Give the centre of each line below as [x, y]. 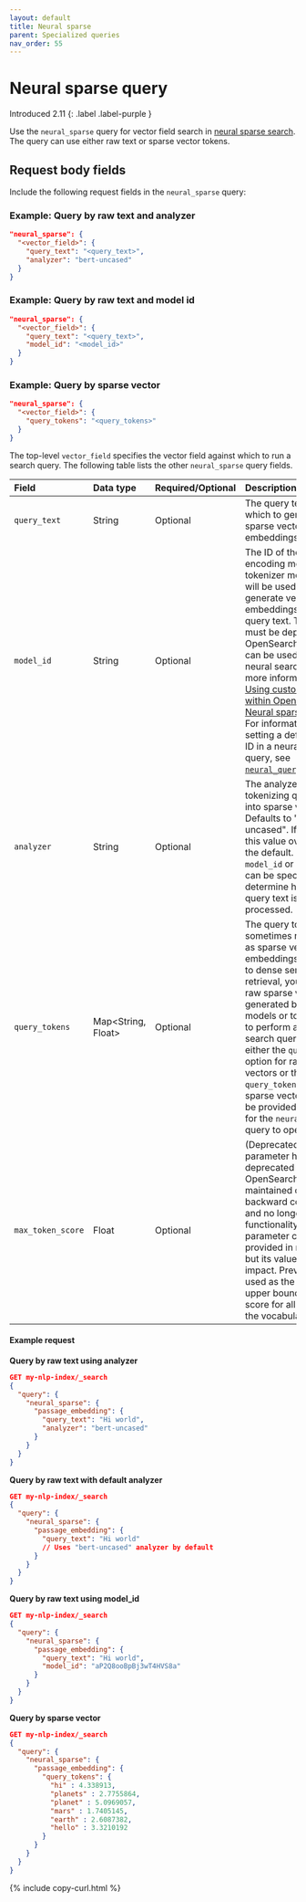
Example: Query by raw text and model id [102, 300]
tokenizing [267, 795]
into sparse [269, 806]
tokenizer [265, 574]
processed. [269, 909]
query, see [268, 757]
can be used [271, 655]
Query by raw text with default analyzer [86, 1479]
